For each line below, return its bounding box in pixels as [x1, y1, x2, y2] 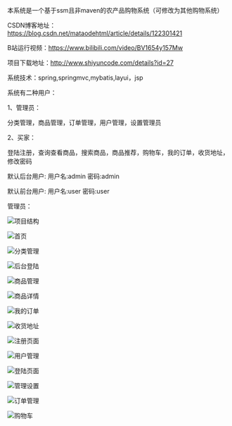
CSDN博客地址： [7, 21, 56, 30]
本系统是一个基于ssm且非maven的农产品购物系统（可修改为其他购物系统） [7, 6, 224, 14]
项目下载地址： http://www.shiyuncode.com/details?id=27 [7, 58, 174, 67]
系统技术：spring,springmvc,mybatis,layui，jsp [7, 73, 143, 82]
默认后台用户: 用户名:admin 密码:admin [7, 172, 120, 180]
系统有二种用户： [7, 89, 57, 96]
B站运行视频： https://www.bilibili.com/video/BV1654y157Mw [7, 44, 183, 51]
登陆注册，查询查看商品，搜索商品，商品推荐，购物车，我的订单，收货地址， [7, 149, 229, 156]
